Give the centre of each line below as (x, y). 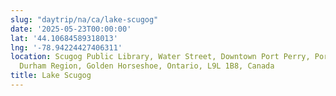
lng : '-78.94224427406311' (66, 47)
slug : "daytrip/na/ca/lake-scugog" (84, 19)
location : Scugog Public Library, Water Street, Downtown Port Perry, (160, 57)
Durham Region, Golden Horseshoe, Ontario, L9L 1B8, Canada (147, 66)
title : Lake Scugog (51, 76)
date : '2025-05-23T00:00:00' (71, 29)
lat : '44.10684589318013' (64, 38)
